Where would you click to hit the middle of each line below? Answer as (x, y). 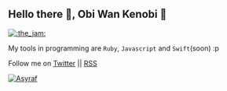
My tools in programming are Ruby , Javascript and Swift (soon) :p (114, 48)
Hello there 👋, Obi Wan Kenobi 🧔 (88, 14)
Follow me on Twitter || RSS (53, 63)
